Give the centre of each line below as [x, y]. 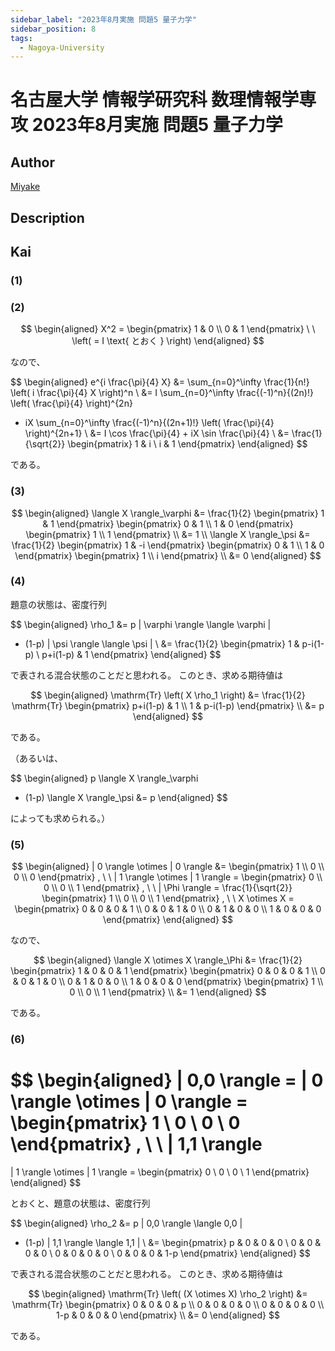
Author [32, 162]
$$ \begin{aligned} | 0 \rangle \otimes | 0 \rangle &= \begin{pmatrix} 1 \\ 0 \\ [168, 867]
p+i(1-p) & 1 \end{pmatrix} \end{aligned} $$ [131, 654]
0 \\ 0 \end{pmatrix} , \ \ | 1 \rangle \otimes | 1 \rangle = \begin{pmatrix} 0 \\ [168, 877]
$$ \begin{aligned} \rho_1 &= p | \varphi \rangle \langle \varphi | [141, 624]
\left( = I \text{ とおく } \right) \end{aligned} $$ [168, 341]
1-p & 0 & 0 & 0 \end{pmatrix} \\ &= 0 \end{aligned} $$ [168, 1315]
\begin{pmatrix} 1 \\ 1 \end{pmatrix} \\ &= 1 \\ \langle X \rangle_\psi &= [168, 534]
